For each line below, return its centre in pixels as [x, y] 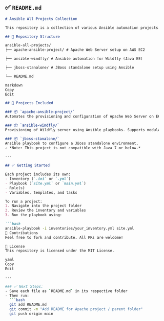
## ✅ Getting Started [28, 165]
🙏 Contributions [21, 233]
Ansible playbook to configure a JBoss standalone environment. [72, 143]
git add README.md [28, 305]
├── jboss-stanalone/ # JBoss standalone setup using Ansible [70, 68]
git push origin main [31, 314]
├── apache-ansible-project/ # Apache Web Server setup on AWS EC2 [75, 50]
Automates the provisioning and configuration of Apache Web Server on [79, 116]
